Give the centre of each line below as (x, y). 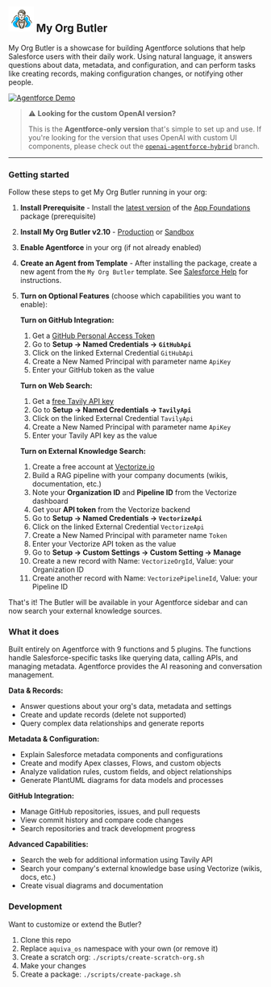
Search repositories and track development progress (108, 829)
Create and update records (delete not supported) (103, 715)
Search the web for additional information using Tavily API (117, 860)
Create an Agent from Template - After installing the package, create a (138, 263)
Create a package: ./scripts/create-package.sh (100, 974)
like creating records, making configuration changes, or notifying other (126, 73)
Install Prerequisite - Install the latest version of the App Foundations (135, 208)
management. (31, 675)
